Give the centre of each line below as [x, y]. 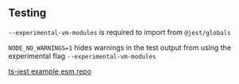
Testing [27, 13]
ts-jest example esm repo [50, 71]
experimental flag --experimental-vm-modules [82, 55]
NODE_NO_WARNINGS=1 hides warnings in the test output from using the [120, 48]
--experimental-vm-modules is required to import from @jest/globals [120, 32]
